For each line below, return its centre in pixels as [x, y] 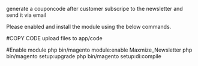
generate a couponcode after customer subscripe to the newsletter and [94, 9]
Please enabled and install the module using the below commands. [89, 27]
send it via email [26, 15]
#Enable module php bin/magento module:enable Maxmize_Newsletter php [99, 50]
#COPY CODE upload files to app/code [55, 38]
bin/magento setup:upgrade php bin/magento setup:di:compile [84, 56]
